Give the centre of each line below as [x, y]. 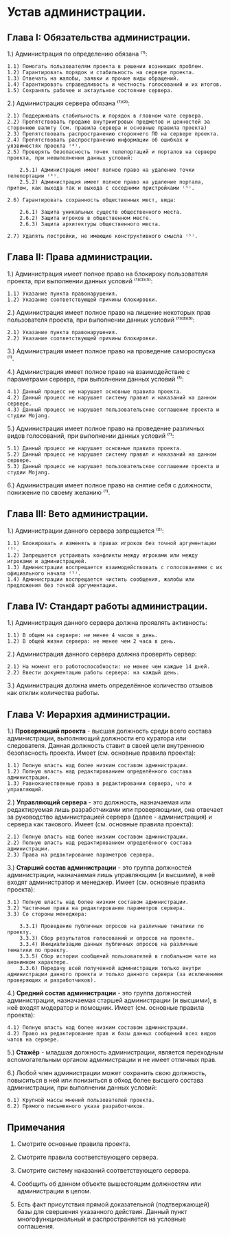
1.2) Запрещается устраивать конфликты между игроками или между [102, 555]
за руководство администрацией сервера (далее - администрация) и [110, 817]
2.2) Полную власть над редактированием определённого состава [100, 843]
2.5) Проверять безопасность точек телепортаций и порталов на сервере [112, 152]
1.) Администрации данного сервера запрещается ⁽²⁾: [85, 531]
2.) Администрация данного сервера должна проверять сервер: [102, 654]
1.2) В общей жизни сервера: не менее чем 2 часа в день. [92, 641]
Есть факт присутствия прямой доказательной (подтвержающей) [113, 1204]
